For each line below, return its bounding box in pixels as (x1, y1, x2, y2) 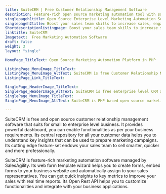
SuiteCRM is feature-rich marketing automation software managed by (5, 157, 147, 163)
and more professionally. (5, 148, 56, 154)
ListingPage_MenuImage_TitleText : (5, 66, 77, 72)
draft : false (5, 39, 32, 44)
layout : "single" (5, 48, 41, 53)
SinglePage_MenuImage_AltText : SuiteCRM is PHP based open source (5, 98, 145, 103)
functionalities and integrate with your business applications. (5, 183, 129, 189)
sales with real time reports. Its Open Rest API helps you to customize (5, 178, 147, 184)
